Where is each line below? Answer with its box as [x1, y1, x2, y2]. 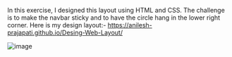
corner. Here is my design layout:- [7, 21, 106, 29]
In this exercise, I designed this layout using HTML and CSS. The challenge [7, 6, 226, 14]
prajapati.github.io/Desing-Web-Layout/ [7, 28, 123, 37]
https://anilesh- [107, 21, 153, 29]
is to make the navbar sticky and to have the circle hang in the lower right [7, 13, 221, 22]
